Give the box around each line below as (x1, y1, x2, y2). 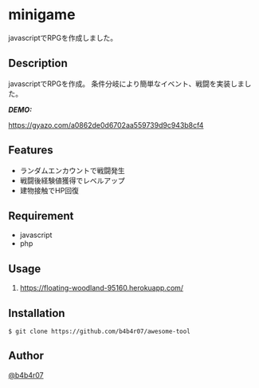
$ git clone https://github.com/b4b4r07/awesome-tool (8, 327, 191, 335)
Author (8, 349, 44, 362)
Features (8, 144, 53, 157)
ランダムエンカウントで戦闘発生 (19, 165, 125, 175)
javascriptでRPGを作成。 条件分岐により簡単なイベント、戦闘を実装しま (8, 78, 245, 89)
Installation (8, 306, 65, 320)
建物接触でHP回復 (19, 185, 80, 195)
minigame (8, 6, 76, 24)
